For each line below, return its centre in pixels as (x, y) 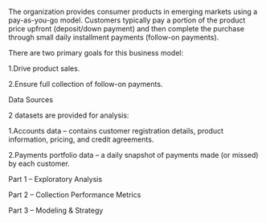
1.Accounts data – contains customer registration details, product (116, 131)
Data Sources (31, 99)
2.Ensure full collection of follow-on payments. (86, 84)
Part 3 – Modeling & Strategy (56, 210)
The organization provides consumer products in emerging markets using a (133, 12)
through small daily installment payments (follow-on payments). (114, 37)
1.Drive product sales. (44, 68)
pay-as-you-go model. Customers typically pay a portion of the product (127, 20)
